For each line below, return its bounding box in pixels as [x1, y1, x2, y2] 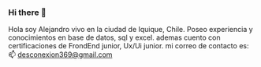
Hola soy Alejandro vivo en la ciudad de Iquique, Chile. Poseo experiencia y [8, 25, 254, 34]
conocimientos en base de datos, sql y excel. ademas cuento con [8, 33, 221, 42]
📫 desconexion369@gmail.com [8, 50, 113, 59]
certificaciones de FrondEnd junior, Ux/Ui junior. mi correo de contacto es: [8, 41, 249, 51]
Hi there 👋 [8, 7, 47, 18]
